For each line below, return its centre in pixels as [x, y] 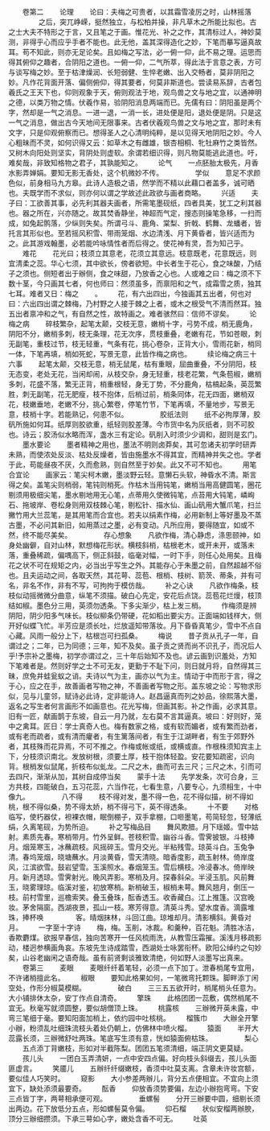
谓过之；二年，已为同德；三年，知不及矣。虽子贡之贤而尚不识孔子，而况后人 [135, 646]
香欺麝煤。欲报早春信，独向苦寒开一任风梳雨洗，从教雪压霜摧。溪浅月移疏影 [135, 937]
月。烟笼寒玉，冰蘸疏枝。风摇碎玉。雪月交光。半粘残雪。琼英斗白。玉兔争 [131, 847]
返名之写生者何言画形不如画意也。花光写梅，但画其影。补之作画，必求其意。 [135, 706]
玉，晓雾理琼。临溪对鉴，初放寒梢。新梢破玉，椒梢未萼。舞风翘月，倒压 [128, 887]
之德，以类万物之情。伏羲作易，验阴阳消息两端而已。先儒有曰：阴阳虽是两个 [135, 102]
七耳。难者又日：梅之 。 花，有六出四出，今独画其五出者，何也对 [130, 293]
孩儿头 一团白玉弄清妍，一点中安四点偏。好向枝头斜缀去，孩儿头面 [139, 1058]
